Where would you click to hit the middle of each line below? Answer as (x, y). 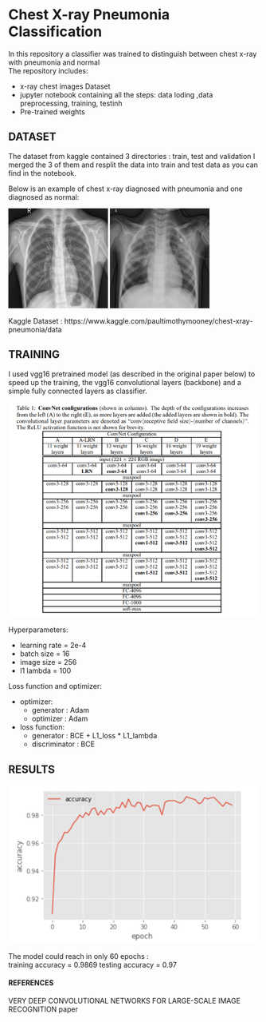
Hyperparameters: (38, 630)
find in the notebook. (43, 173)
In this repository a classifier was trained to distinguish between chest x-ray (133, 54)
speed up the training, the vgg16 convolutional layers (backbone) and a (125, 382)
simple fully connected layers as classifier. (78, 391)
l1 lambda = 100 (45, 671)
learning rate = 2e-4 (53, 646)
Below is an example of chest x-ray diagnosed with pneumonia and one (125, 189)
